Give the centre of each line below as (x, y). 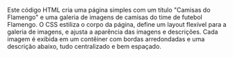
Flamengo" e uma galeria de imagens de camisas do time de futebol (105, 17)
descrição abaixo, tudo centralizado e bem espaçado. (85, 46)
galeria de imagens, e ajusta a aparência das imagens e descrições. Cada (113, 32)
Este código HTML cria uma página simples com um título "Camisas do (109, 10)
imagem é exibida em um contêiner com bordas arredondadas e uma (106, 39)
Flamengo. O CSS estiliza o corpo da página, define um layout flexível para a (117, 24)
